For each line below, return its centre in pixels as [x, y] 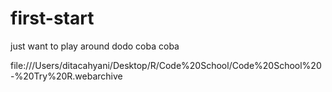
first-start [52, 18]
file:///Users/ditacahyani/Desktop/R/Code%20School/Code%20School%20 [166, 65]
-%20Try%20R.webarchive [66, 76]
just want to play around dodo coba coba [95, 46]
